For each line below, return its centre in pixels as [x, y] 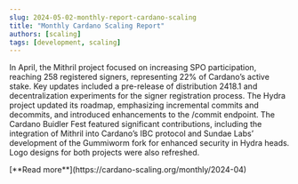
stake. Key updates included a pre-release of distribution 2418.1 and [133, 86]
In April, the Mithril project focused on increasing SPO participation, [133, 68]
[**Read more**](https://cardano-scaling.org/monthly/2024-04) [128, 170]
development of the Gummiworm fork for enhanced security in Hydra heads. [149, 143]
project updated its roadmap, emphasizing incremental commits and [134, 105]
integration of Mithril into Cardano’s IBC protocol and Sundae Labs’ [132, 133]
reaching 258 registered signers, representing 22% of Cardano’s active [139, 77]
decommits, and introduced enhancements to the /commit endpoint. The [142, 115]
